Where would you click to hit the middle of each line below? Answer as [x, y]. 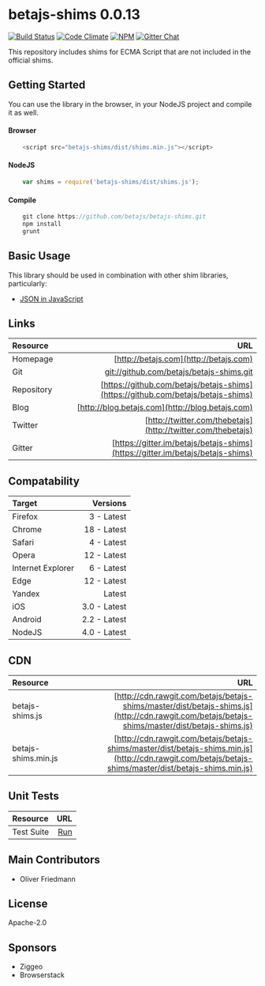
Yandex [26, 594]
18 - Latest [105, 530]
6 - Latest [108, 569]
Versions [109, 504]
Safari [23, 542]
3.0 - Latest [104, 606]
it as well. [24, 112]
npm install [42, 224]
